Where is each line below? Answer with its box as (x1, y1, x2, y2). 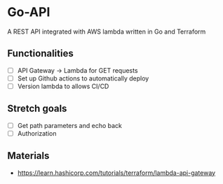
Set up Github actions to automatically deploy (17, 74, 149, 83)
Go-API (7, 4, 50, 20)
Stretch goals (7, 103, 67, 115)
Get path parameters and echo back (17, 121, 123, 129)
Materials (7, 150, 50, 162)
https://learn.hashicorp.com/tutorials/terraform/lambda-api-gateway (17, 169, 216, 177)
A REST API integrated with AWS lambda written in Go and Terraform (7, 27, 206, 36)
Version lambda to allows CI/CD (17, 82, 109, 90)
